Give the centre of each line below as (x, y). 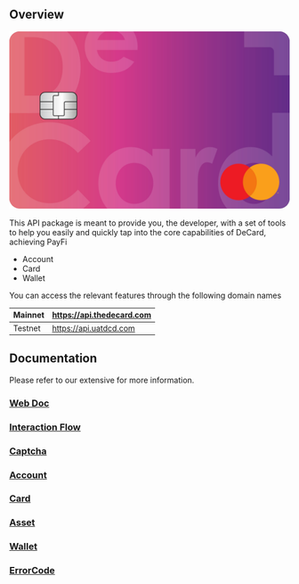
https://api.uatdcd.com (93, 328)
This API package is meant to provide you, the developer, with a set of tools (148, 223)
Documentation (53, 359)
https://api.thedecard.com (101, 315)
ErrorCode (32, 571)
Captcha (28, 451)
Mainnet (28, 315)
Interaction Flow (45, 427)
